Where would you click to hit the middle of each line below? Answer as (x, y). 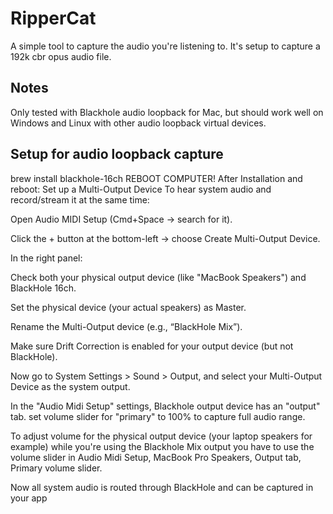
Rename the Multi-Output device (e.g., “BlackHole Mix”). (126, 326)
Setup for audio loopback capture (117, 154)
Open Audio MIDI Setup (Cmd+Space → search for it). (121, 219)
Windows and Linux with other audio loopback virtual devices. (138, 123)
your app (29, 498)
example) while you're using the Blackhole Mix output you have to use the (162, 446)
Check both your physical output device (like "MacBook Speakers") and (158, 277)
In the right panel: (46, 258)
